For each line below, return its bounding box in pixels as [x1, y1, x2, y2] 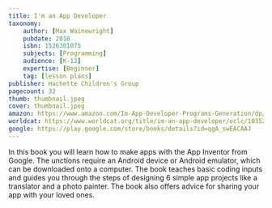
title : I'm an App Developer [8, 11, 107, 20]
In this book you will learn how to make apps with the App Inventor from [8, 146, 249, 156]
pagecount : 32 [8, 87, 57, 96]
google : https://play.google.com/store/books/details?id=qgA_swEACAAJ [8, 125, 252, 133]
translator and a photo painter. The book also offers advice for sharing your [8, 181, 260, 191]
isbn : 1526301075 [23, 42, 82, 50]
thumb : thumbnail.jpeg [8, 95, 85, 103]
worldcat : [8, 117, 42, 125]
